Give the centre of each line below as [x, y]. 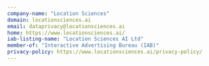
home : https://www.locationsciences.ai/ [66, 33]
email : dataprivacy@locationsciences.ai [66, 26]
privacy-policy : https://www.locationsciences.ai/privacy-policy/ [105, 52]
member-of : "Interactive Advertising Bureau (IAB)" [83, 45]
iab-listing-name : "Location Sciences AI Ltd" [75, 39]
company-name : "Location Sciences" [58, 13]
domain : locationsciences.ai [49, 20]
